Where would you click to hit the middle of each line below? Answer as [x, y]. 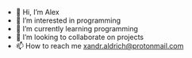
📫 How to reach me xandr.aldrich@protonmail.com [100, 46]
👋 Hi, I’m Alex [37, 12]
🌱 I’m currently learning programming [77, 29]
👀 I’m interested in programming [68, 20]
